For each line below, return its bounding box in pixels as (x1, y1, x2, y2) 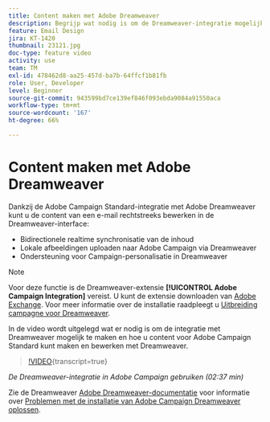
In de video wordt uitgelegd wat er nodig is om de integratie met (8, 323, 221, 334)
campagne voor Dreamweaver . (8, 308, 111, 318)
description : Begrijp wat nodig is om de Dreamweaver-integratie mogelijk (8, 19, 264, 27)
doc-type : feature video (8, 49, 92, 57)
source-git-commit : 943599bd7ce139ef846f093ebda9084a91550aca (8, 94, 221, 102)
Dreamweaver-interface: (8, 219, 90, 228)
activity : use (8, 57, 56, 65)
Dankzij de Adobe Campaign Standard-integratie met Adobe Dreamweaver (8, 202, 256, 211)
